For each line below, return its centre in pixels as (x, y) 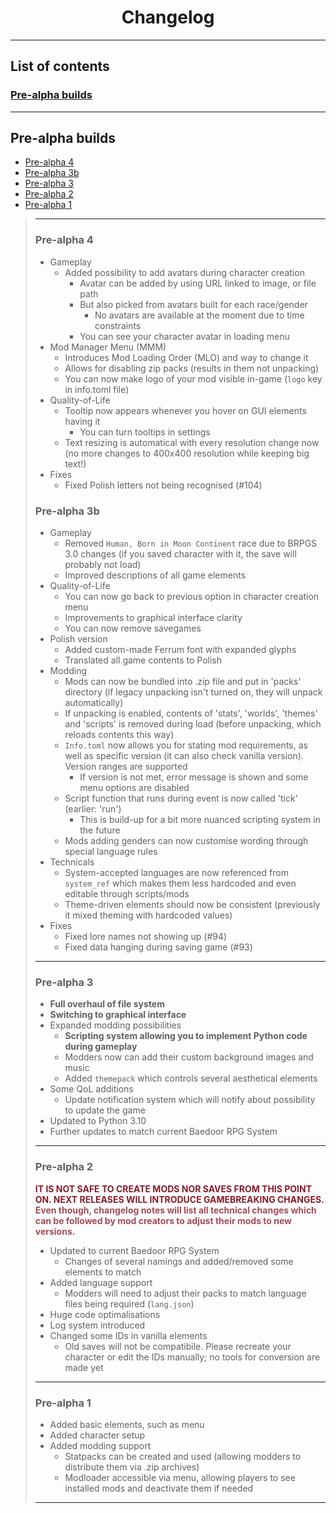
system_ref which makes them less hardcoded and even (180, 883)
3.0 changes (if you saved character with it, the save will (180, 554)
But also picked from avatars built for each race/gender (193, 304)
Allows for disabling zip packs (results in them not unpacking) (192, 368)
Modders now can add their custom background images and (189, 1057)
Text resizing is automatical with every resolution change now (192, 442)
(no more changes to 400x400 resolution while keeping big (187, 453)
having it (82, 421)
